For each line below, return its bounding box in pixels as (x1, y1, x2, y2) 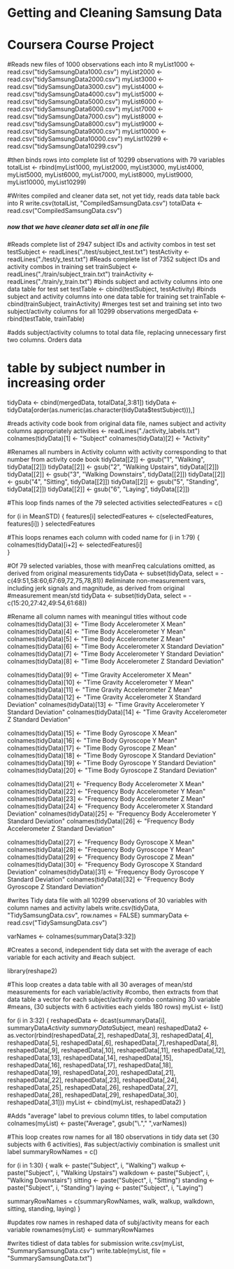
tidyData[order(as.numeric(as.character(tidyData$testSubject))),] (7, 406, 196, 414)
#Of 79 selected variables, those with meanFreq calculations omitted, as (7, 562, 215, 570)
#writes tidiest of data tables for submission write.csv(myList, (7, 1239, 185, 1248)
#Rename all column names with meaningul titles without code (7, 612, 187, 621)
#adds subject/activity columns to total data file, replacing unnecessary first (7, 328, 226, 337)
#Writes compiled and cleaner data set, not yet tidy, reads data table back (7, 191, 220, 200)
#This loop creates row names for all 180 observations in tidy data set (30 (7, 1133, 219, 1141)
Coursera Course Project (7, 37, 154, 53)
